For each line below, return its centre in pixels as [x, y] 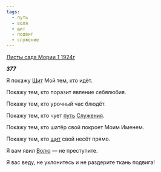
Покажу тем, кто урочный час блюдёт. [56, 104]
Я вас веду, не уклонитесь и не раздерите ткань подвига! [81, 162]
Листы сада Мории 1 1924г [41, 57]
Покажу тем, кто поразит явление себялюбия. [66, 92]
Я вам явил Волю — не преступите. [52, 151]
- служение [25, 40]
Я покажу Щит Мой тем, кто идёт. [49, 80]
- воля [20, 23]
